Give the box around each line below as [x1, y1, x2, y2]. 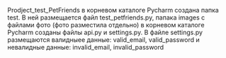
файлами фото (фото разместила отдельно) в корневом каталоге [7, 21, 205, 29]
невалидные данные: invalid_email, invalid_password [7, 43, 164, 51]
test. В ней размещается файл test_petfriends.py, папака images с [7, 13, 205, 22]
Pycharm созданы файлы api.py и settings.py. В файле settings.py [7, 28, 203, 36]
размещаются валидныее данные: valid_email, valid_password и [7, 36, 200, 44]
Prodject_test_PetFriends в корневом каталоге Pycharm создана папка [7, 6, 220, 14]
